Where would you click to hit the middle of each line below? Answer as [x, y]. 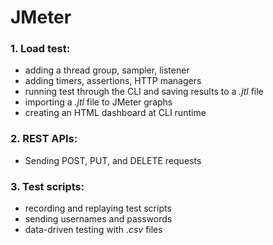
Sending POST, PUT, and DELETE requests [113, 160]
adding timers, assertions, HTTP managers [113, 81]
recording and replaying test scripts [98, 208]
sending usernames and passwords [98, 219]
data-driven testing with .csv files [93, 230]
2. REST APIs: [44, 139]
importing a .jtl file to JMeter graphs [98, 102]
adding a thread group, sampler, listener [107, 70]
